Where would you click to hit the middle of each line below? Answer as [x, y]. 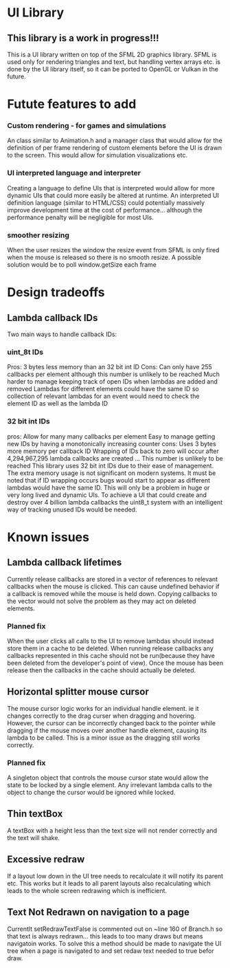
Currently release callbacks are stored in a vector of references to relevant [113, 579]
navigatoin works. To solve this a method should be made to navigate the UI [114, 943]
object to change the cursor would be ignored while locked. [91, 793]
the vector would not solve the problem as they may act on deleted [102, 601]
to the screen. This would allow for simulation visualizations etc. [97, 155]
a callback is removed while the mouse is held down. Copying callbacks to [112, 593]
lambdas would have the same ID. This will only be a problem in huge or [108, 487]
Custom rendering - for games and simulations [87, 126]
